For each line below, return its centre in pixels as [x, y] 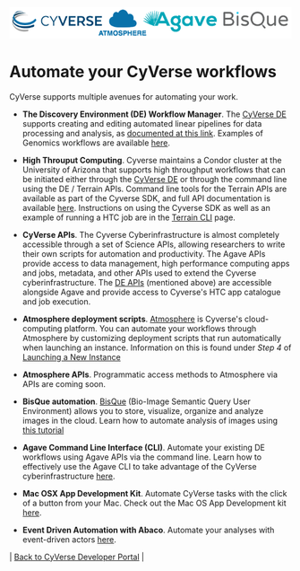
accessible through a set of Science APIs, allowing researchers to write [154, 244]
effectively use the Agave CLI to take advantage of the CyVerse [139, 466]
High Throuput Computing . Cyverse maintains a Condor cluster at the [152, 160]
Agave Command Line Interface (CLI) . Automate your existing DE [144, 447]
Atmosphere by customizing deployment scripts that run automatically [152, 338]
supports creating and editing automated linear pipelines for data [142, 123]
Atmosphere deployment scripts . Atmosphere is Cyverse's [133, 319]
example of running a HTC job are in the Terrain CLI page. [129, 217]
